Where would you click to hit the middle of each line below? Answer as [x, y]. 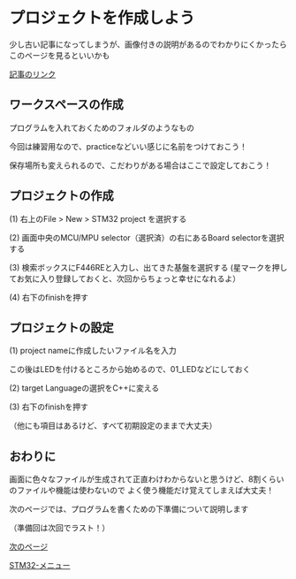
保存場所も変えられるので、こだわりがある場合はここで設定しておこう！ [140, 165]
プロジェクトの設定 [61, 328]
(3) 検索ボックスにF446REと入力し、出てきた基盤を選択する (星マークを [140, 267]
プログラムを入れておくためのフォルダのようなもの [102, 127]
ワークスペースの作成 [66, 105]
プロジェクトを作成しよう [102, 18]
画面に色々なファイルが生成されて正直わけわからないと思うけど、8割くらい [147, 479]
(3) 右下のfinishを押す [49, 407]
